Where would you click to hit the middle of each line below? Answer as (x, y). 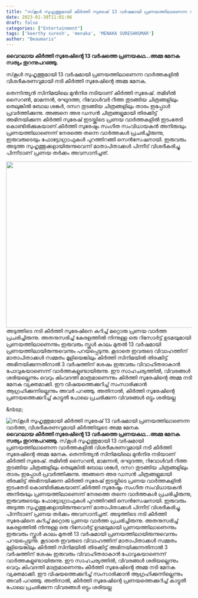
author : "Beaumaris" (32, 39)
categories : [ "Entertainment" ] (44, 28)
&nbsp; (15, 409)
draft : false (22, 22)
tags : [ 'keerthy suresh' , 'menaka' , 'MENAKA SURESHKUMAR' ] (80, 34)
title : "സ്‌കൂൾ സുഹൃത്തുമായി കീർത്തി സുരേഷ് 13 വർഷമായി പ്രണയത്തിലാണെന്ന (97, 12)
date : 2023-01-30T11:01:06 (39, 17)
